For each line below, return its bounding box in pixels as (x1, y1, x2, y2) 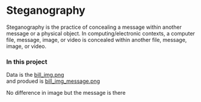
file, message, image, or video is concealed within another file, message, (6, 36, 187, 43)
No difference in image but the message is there (6, 89, 126, 97)
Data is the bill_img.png (6, 71, 64, 79)
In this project (6, 58, 48, 66)
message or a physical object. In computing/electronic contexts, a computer (6, 29, 196, 37)
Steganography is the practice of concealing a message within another (6, 23, 182, 31)
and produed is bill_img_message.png (6, 77, 100, 85)
